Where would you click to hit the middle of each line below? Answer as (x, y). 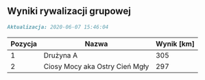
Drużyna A (60, 55)
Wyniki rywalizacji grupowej (69, 11)
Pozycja (24, 44)
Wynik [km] (175, 44)
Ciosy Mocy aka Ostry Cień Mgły (96, 66)
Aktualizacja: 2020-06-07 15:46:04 (58, 27)
